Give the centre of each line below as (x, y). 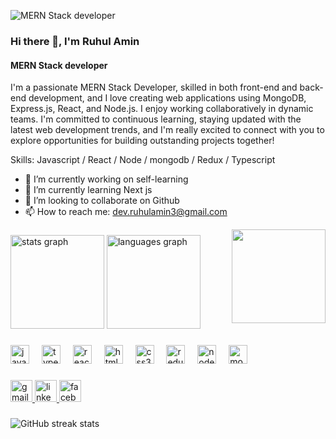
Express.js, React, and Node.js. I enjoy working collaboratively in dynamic (162, 109)
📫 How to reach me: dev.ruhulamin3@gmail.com (126, 212)
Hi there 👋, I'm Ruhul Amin (75, 41)
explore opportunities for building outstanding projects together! (142, 141)
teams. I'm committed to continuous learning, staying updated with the (156, 119)
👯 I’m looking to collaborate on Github (102, 201)
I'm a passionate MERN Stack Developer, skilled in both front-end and (154, 87)
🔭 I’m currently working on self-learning (106, 179)
